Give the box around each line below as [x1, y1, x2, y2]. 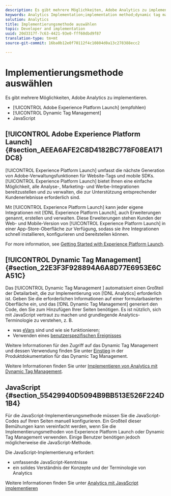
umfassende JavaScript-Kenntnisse [12, 459, 88, 466]
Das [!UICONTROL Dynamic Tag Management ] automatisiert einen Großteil [5, 285, 164, 291]
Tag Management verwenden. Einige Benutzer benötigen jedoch [5, 434, 140, 440]
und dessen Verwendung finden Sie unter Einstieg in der [5, 348, 124, 354]
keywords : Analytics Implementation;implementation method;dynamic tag [5, 12, 160, 17]
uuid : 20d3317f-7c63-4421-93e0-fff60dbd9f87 [5, 31, 101, 36]
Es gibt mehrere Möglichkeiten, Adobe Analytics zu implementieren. [5, 95, 148, 101]
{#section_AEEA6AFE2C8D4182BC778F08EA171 [5, 146, 163, 154]
